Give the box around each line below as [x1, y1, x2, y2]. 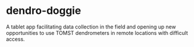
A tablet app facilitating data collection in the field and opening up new [6, 23, 176, 30]
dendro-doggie [6, 4, 81, 17]
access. [6, 35, 25, 42]
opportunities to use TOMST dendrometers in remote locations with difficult [6, 29, 188, 36]
